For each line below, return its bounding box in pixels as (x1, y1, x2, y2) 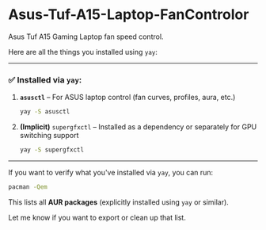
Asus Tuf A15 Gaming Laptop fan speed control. (8, 32, 164, 41)
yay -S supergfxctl (19, 146, 85, 154)
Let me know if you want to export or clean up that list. (8, 213, 186, 222)
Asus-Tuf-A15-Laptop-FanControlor (8, 6, 249, 24)
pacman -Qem (8, 182, 47, 191)
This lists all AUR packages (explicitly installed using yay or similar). (8, 197, 230, 207)
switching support (19, 131, 79, 140)
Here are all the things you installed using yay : (8, 47, 158, 56)
